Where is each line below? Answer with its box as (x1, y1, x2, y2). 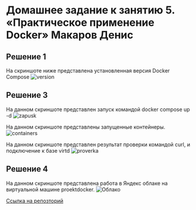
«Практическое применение (6, 16, 155, 29)
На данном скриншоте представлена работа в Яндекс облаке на (6, 180, 168, 187)
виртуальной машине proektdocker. (6, 185, 95, 193)
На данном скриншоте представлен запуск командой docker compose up (6, 106, 190, 113)
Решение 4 (6, 164, 49, 174)
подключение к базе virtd (6, 147, 70, 154)
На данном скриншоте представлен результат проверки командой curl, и (6, 141, 190, 148)
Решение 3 (6, 90, 48, 100)
